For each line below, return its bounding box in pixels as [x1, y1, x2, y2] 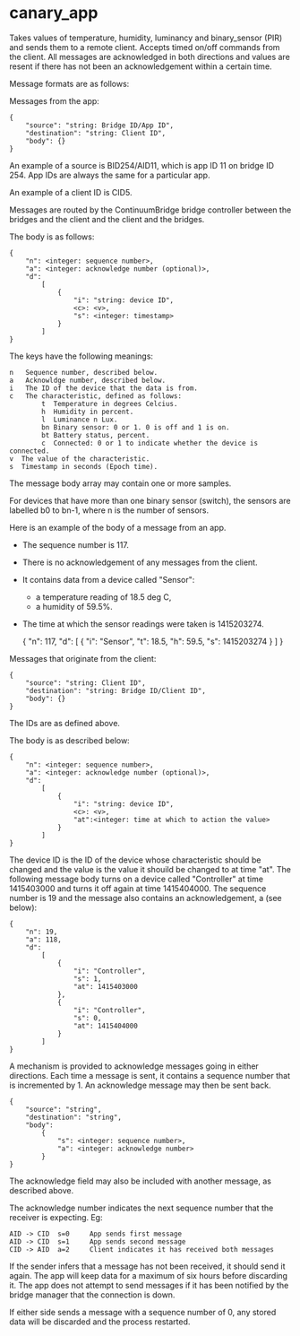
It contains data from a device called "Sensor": [21, 574, 195, 585]
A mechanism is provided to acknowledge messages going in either [9, 1061, 260, 1071]
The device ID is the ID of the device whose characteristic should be [9, 855, 261, 865]
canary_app [9, 3, 99, 23]
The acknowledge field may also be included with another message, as [9, 1176, 271, 1186]
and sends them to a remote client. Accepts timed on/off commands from [9, 41, 280, 52]
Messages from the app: [9, 95, 100, 106]
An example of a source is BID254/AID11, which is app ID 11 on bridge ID [9, 160, 275, 170]
